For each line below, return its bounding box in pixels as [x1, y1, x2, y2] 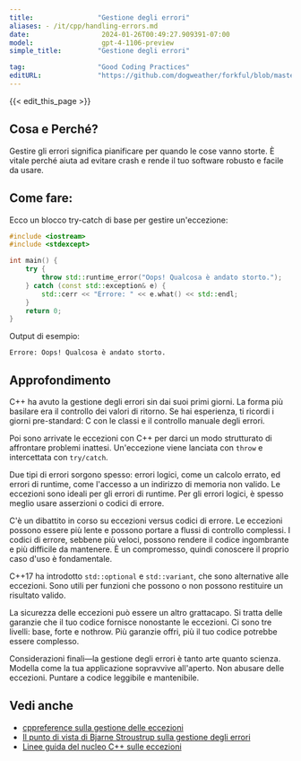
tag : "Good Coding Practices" [9, 63, 191, 72]
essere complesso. [9, 636, 80, 647]
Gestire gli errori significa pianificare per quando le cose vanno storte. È [9, 145, 275, 156]
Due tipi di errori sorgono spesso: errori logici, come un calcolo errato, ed [9, 469, 280, 480]
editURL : [9, 71, 42, 81]
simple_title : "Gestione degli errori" [9, 47, 191, 56]
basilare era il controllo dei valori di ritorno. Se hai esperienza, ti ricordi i [9, 406, 275, 417]
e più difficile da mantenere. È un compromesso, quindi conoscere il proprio [9, 544, 289, 555]
